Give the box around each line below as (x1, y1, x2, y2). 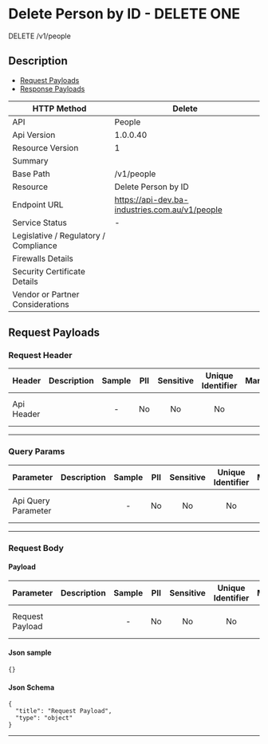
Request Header (8, 350, 73, 361)
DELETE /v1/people (8, 31, 72, 41)
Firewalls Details (12, 253, 74, 264)
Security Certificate (12, 266, 85, 277)
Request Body (8, 542, 64, 553)
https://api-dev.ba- (114, 194, 189, 205)
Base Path (12, 168, 50, 179)
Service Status (12, 217, 68, 228)
